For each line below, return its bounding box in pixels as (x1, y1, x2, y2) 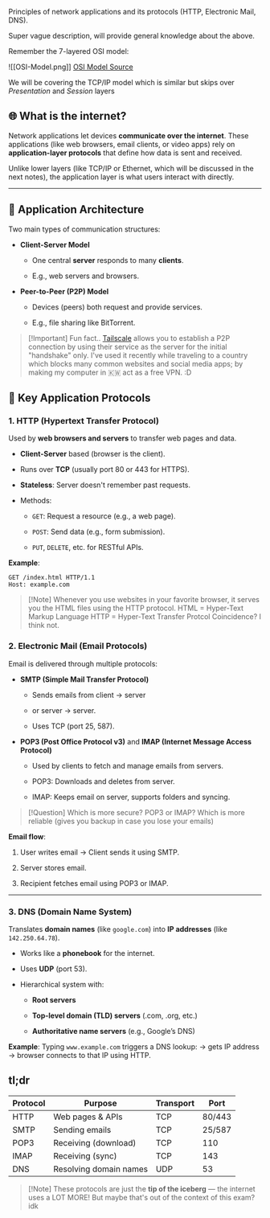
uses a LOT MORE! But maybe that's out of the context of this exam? (27, 1192, 256, 1202)
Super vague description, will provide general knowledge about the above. (8, 31, 256, 40)
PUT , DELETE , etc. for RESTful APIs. (31, 543, 144, 552)
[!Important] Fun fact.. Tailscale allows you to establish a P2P (27, 333, 231, 342)
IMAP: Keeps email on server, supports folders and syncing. (31, 792, 231, 802)
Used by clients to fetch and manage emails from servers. (31, 761, 223, 770)
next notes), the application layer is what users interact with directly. (8, 172, 235, 182)
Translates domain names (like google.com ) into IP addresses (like (8, 924, 227, 933)
